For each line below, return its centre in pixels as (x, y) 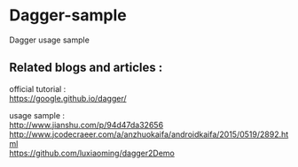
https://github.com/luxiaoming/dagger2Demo (92, 153)
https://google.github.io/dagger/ (68, 98)
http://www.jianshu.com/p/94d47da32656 (86, 125)
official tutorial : (38, 88)
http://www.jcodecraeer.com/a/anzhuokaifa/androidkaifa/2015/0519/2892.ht (149, 134)
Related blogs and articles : (86, 68)
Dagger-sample (68, 15)
